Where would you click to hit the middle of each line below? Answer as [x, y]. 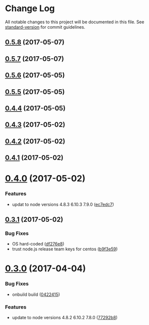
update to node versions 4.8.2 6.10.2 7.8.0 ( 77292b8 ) [65, 318]
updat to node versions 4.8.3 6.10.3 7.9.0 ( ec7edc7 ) [63, 204]
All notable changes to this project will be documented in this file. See [75, 22]
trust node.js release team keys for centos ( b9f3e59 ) [65, 249]
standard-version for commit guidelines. [45, 27]
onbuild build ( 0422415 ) [36, 294]
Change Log [30, 8]
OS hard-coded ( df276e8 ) [38, 244]
